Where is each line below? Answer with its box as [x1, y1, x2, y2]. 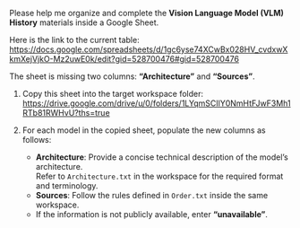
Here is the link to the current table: [9, 35, 141, 45]
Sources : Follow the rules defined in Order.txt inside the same [35, 190, 269, 200]
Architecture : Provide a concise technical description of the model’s [35, 152, 288, 162]
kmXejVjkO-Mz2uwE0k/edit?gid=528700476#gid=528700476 [9, 54, 240, 64]
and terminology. [35, 180, 99, 191]
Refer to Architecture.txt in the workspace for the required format [35, 171, 284, 181]
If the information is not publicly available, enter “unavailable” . [35, 209, 269, 219]
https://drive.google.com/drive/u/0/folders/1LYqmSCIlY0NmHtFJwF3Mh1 [21, 98, 291, 109]
